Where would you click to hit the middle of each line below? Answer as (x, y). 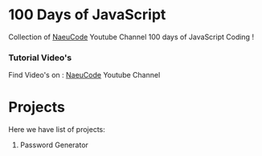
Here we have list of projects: (57, 130)
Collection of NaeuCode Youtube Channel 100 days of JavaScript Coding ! (131, 37)
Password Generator (54, 145)
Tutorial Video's (40, 58)
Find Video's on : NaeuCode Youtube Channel (84, 75)
